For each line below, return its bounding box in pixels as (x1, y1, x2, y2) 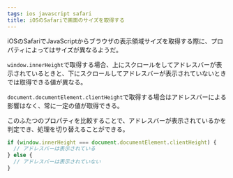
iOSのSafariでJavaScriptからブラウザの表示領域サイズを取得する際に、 (7, 36, 211, 45)
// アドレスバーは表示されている (13, 145, 96, 152)
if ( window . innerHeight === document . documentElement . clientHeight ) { (7, 139, 217, 146)
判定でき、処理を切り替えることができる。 (7, 125, 129, 133)
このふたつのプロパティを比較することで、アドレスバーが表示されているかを (7, 116, 227, 124)
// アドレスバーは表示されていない (13, 158, 101, 165)
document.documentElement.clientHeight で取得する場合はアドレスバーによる (7, 92, 227, 101)
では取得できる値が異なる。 (7, 77, 87, 86)
